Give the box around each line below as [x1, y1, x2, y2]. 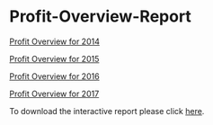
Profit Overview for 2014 [9, 36, 101, 47]
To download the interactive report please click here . [9, 105, 205, 116]
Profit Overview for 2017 [9, 88, 100, 99]
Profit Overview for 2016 [9, 70, 101, 82]
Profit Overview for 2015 [9, 53, 100, 64]
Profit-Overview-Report [9, 6, 191, 27]
